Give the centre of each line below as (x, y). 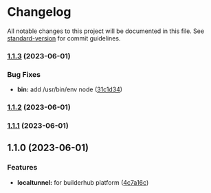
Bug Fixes (24, 74)
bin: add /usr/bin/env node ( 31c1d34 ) (69, 89)
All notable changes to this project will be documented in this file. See (106, 31)
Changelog (39, 12)
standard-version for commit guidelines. (64, 38)
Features (22, 168)
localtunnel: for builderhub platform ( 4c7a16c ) (83, 182)
